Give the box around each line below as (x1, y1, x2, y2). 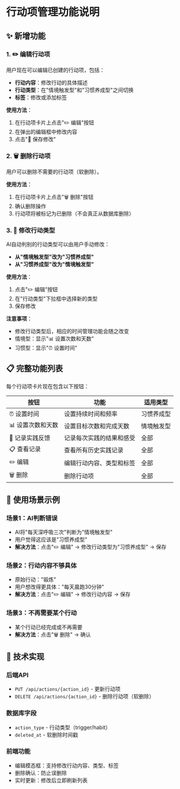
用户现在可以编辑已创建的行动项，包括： (6, 66, 105, 73)
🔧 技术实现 (6, 652, 44, 662)
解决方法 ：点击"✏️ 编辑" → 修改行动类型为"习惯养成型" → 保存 (14, 543, 167, 550)
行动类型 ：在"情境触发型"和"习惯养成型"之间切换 (14, 86, 134, 94)
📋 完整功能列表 (6, 363, 63, 373)
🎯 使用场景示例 (6, 495, 60, 505)
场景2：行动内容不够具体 (6, 561, 77, 569)
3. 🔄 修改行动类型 (6, 226, 55, 234)
